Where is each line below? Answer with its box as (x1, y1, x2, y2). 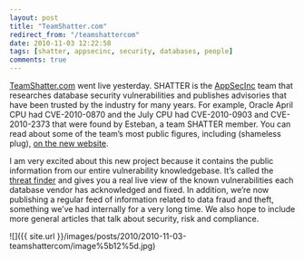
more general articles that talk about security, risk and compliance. (9, 214, 260, 224)
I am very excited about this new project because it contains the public (9, 156, 274, 166)
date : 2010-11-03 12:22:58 (9, 38, 112, 48)
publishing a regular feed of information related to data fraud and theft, (9, 194, 274, 205)
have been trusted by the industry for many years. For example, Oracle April (9, 100, 293, 110)
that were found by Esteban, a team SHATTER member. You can (52, 119, 291, 130)
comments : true (9, 55, 67, 64)
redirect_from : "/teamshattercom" (9, 30, 141, 39)
